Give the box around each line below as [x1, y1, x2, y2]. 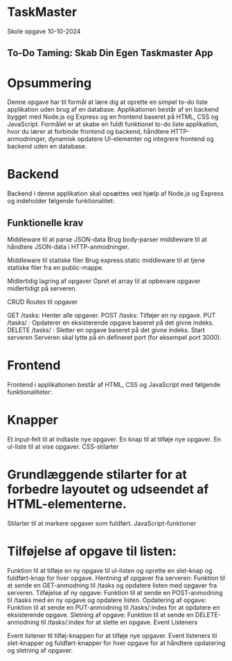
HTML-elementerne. [7, 497, 127, 512]
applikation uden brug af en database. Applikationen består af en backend [7, 105, 220, 114]
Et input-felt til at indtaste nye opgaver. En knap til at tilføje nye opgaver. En [7, 435, 222, 443]
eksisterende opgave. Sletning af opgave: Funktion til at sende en [7, 610, 194, 619]
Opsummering [7, 75, 92, 91]
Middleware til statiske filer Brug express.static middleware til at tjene [7, 256, 206, 264]
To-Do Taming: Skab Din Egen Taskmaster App [7, 47, 213, 59]
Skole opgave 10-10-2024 [7, 27, 81, 35]
